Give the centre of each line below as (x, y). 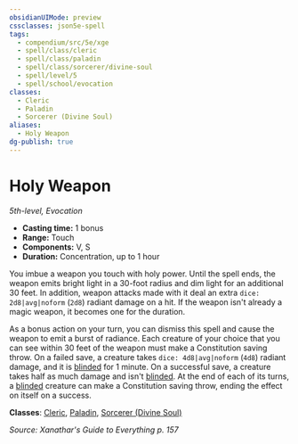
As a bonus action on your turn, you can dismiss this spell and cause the (142, 329)
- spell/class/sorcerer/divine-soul (85, 68)
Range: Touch (48, 237)
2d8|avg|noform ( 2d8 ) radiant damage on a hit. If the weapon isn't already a (146, 302)
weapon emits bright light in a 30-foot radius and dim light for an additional (146, 283)
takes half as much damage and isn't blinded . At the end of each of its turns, (149, 376)
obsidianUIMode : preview (55, 17)
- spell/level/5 (47, 76)
